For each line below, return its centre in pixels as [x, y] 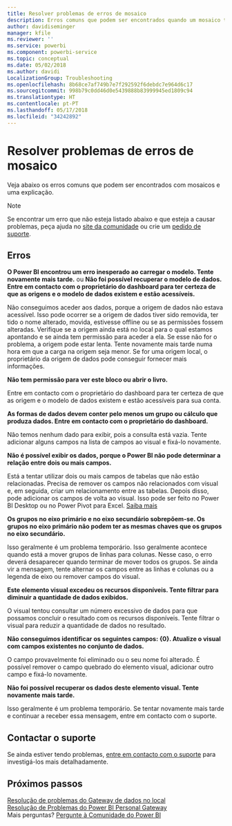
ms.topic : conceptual [38, 59]
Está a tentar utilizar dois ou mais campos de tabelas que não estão [103, 476]
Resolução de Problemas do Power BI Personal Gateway [87, 808]
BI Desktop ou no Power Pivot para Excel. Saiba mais [82, 505]
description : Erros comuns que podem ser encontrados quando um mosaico [114, 20]
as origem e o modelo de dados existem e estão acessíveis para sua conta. [114, 401]
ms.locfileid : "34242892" [44, 116]
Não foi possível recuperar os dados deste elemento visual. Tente [103, 688]
